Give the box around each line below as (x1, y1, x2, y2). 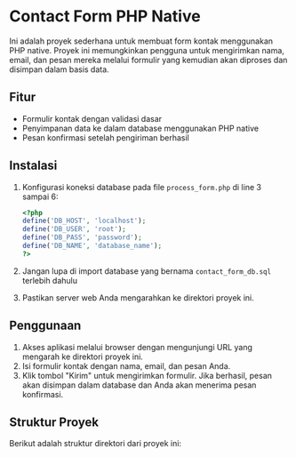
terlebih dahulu (21, 275, 78, 285)
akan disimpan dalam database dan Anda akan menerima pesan (21, 380, 257, 390)
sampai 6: (21, 191, 59, 202)
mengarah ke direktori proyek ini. (21, 351, 144, 362)
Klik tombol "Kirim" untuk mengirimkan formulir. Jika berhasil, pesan (21, 370, 273, 381)
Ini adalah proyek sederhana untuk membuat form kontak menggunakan (9, 36, 274, 46)
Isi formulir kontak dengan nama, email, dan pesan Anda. (21, 360, 231, 371)
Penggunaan (9, 318, 82, 333)
